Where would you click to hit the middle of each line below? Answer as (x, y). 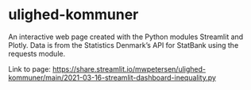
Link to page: (30, 68)
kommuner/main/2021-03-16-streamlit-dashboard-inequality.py (112, 77)
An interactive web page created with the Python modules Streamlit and (126, 37)
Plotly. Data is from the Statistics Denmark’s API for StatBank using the (124, 45)
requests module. (37, 53)
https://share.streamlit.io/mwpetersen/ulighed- (129, 68)
